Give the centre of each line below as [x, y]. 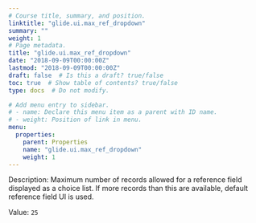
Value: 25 [23, 213]
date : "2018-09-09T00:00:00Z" [59, 61]
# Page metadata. [37, 46]
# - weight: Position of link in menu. [75, 120]
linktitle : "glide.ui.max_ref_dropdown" [77, 23]
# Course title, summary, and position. [77, 16]
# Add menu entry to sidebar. [59, 105]
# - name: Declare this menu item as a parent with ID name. [113, 112]
